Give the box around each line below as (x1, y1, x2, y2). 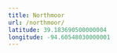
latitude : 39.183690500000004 (8, 26, 108, 34)
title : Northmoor (8, 11, 65, 19)
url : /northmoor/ (8, 19, 65, 26)
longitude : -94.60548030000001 (8, 33, 111, 41)
